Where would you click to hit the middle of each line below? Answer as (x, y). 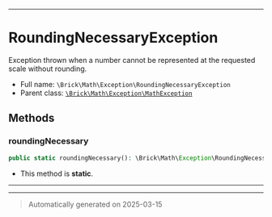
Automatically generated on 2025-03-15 (95, 204)
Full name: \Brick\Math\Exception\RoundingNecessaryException (125, 84)
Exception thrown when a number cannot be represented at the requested (132, 60)
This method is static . (57, 173)
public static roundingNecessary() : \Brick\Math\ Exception (110, 158)
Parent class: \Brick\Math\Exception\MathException (106, 93)
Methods (32, 118)
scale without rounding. (48, 69)
